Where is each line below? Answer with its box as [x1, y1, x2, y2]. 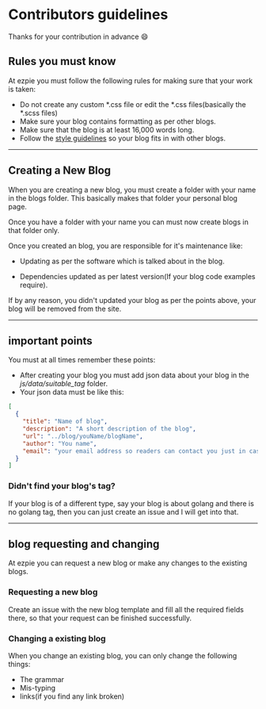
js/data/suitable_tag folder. [19, 379, 108, 389]
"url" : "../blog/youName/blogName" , [22, 432, 144, 440]
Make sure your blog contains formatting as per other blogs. [19, 117, 216, 126]
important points [8, 334, 93, 347]
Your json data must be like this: [19, 387, 124, 397]
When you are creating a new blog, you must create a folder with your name [8, 185, 256, 194]
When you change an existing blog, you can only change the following [8, 650, 237, 660]
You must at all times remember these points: [8, 355, 156, 365]
